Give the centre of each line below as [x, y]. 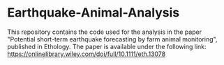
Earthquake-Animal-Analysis [94, 13]
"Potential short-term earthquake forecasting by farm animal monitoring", [112, 39]
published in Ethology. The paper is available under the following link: [107, 46]
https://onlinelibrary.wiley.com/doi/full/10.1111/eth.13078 [87, 54]
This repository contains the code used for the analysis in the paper [105, 32]
